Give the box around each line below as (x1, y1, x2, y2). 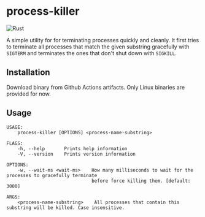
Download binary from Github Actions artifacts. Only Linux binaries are (6, 83, 185, 91)
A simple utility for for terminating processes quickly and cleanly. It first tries (6, 36, 199, 44)
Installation (6, 67, 50, 78)
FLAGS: (6, 140, 23, 147)
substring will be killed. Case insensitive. (6, 204, 125, 211)
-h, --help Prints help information (17, 145, 128, 151)
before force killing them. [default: (91, 178, 191, 184)
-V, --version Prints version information (17, 151, 136, 157)
